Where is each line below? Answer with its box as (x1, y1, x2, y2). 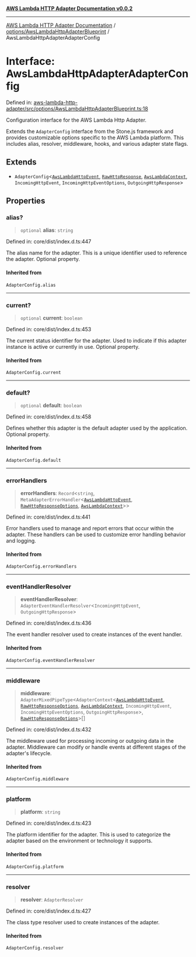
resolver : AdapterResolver (20, 896, 83, 903)
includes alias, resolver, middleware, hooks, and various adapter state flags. (6, 140, 188, 147)
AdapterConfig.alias (6, 282, 57, 288)
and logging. (6, 537, 36, 544)
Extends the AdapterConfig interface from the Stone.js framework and (6, 128, 174, 135)
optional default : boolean (20, 402, 82, 409)
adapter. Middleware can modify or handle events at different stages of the (6, 743, 186, 750)
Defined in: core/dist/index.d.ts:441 (6, 513, 90, 520)
